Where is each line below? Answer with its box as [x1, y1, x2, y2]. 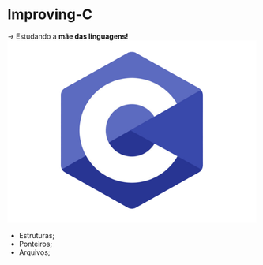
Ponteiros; [18, 239, 53, 248]
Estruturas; [18, 230, 55, 240]
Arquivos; [18, 247, 51, 257]
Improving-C [7, 6, 92, 24]
